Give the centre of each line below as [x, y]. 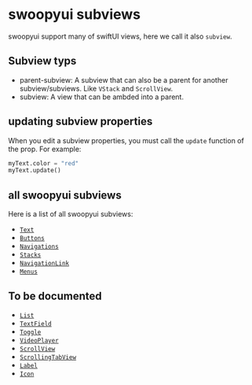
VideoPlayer [39, 340]
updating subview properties [80, 122]
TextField [36, 324]
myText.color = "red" [44, 163]
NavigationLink [44, 264]
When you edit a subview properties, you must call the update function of [126, 140]
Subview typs [42, 61]
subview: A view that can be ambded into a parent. [102, 97]
